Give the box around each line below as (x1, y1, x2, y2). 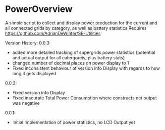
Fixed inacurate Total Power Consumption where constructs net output (12, 95, 157, 101)
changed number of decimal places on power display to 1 (12, 60, 129, 66)
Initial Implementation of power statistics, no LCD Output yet (12, 119, 135, 125)
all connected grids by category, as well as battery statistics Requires (5, 25, 147, 31)
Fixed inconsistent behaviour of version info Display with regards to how (12, 65, 160, 71)
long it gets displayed (12, 70, 56, 76)
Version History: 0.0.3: (5, 40, 51, 45)
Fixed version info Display (12, 89, 65, 95)
